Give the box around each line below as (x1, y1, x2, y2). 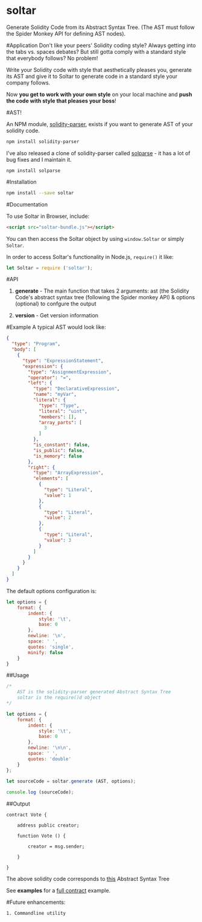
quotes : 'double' (28, 755, 71, 762)
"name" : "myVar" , (33, 392, 77, 398)
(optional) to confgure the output (14, 300, 96, 308)
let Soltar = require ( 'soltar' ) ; (6, 265, 93, 271)
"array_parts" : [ (38, 419, 83, 425)
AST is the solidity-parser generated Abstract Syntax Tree (17, 689, 171, 695)
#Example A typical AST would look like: (6, 323, 107, 331)
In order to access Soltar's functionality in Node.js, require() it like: (6, 253, 174, 260)
